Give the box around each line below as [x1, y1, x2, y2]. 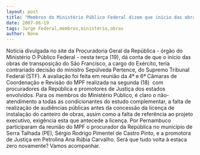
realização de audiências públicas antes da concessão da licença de [6, 104, 174, 111]
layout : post [6, 8, 39, 15]
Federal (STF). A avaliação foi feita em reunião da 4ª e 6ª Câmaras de [6, 73, 177, 80]
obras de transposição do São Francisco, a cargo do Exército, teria [6, 60, 170, 67]
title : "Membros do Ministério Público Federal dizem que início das [6, 14, 183, 20]
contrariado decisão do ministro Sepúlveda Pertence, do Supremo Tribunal [6, 66, 190, 73]
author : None [6, 31, 39, 37]
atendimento [6, 98, 37, 105]
